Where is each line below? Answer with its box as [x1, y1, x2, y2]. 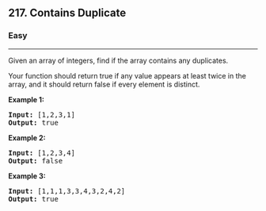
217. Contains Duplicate [8, 6, 127, 20]
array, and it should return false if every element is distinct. [8, 79, 200, 89]
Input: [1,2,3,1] [8, 110, 75, 119]
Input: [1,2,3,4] [8, 148, 75, 157]
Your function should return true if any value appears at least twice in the [8, 71, 247, 80]
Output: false [8, 156, 63, 165]
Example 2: [8, 132, 46, 142]
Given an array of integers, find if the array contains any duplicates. [8, 56, 229, 65]
